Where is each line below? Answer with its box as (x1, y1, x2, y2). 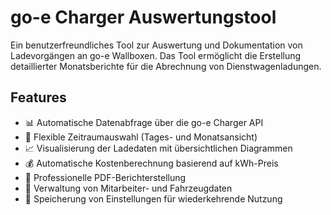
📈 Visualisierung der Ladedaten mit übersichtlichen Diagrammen (24, 142, 293, 154)
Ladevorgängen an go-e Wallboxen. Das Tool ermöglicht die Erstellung (10, 49, 302, 61)
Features (10, 89, 67, 106)
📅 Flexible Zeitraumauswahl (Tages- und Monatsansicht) (24, 131, 258, 143)
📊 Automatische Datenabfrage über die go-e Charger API (24, 116, 264, 128)
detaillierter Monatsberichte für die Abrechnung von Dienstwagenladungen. (10, 60, 322, 72)
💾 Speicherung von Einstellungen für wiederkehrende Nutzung (24, 192, 283, 205)
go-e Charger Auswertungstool (10, 6, 277, 29)
